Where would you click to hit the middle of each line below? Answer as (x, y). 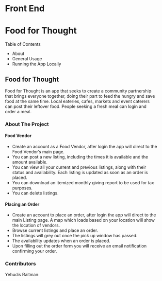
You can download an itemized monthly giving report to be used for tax (83, 183)
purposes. (22, 188)
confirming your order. (34, 251)
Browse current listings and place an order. (55, 230)
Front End (25, 9)
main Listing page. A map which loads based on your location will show (83, 220)
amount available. (30, 162)
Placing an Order (22, 204)
